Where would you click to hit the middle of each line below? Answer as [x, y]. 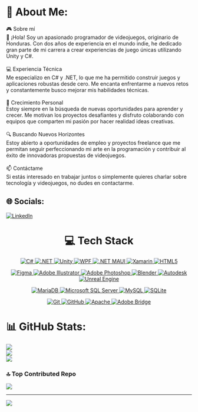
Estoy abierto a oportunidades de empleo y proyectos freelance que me [93, 143]
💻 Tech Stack [99, 241]
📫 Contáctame [24, 168]
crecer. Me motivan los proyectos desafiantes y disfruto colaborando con [95, 115]
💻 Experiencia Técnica [34, 69]
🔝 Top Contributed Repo [41, 374]
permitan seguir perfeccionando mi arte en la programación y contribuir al [96, 149]
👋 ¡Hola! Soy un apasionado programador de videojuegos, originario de [92, 37]
